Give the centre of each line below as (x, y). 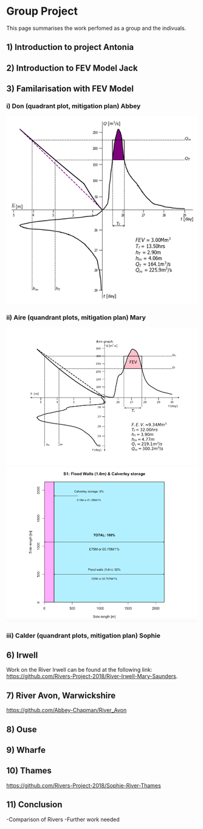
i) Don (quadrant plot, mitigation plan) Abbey (74, 106)
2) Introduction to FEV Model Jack (72, 68)
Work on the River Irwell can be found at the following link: (79, 670)
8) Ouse (22, 729)
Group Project (42, 11)
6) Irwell (22, 656)
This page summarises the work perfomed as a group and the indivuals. (96, 28)
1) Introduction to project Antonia (70, 47)
